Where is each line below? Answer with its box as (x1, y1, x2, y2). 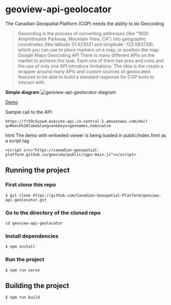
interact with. (17, 79, 46, 85)
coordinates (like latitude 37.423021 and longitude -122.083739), (17, 41, 155, 47)
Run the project (5, 256, 45, 263)
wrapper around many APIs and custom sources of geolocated (17, 68, 151, 75)
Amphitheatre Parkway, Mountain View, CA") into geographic (17, 36, 146, 42)
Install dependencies (5, 232, 59, 240)
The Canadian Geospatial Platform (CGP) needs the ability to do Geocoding (5, 20, 164, 27)
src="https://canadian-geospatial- (24, 147, 100, 153)
